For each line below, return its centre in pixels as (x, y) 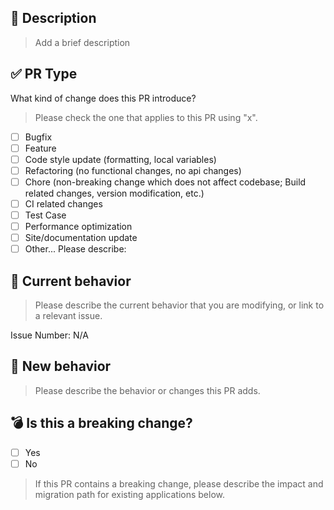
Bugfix (38, 137)
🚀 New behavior (61, 366)
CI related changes (63, 203)
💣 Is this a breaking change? (101, 423)
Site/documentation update (81, 238)
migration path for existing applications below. (129, 494)
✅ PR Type (44, 74)
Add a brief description (82, 42)
